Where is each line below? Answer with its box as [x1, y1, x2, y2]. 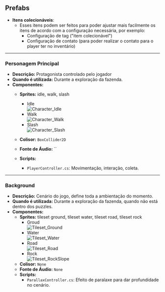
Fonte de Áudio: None [19, 266, 63, 272]
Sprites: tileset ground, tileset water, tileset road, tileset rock [19, 214, 142, 220]
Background [5, 182, 35, 189]
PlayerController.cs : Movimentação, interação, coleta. [27, 165, 139, 171]
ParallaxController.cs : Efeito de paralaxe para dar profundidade [27, 277, 159, 283]
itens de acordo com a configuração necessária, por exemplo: [19, 27, 146, 33]
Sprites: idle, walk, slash [19, 91, 70, 97]
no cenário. [27, 282, 50, 288]
